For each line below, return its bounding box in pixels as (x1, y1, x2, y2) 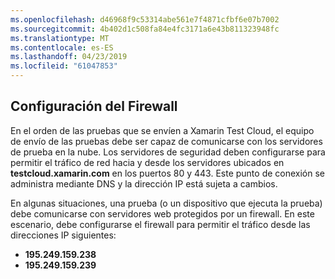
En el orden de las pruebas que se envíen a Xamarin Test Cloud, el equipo (10, 124, 315, 136)
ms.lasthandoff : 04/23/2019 (10, 52, 128, 62)
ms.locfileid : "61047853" (10, 61, 118, 71)
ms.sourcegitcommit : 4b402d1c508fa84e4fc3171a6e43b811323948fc (10, 24, 280, 34)
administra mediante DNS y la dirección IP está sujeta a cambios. (10, 177, 278, 190)
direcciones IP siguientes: (10, 229, 117, 241)
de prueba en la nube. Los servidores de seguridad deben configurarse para (10, 146, 326, 158)
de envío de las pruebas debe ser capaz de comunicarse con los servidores (10, 135, 323, 147)
